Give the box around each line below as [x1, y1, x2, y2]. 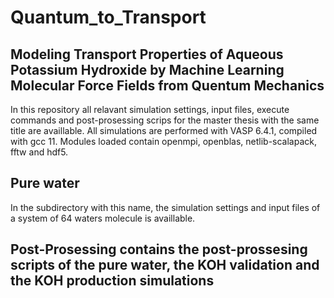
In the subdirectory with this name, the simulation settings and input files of [10, 201, 321, 213]
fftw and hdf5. [10, 146, 69, 158]
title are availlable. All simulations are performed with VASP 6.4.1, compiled [10, 125, 318, 136]
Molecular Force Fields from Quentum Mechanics [10, 77, 325, 94]
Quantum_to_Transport [10, 6, 207, 29]
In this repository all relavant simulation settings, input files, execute [10, 104, 290, 115]
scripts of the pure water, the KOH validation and [10, 257, 320, 274]
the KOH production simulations [10, 272, 215, 290]
